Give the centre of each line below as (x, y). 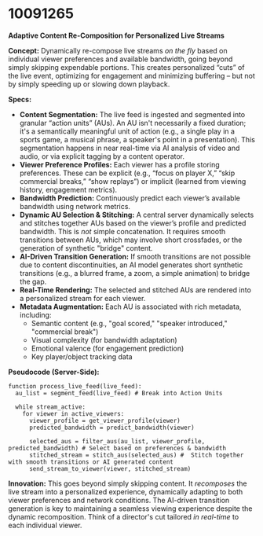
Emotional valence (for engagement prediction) (108, 348)
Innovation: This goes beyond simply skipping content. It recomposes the (128, 483)
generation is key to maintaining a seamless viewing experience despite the (130, 508)
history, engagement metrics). (68, 189)
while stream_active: (51, 407)
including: (35, 314)
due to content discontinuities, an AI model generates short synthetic (131, 265)
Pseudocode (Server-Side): (54, 372)
